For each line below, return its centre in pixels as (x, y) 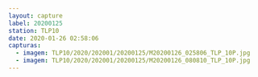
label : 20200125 (35, 23)
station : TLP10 (34, 30)
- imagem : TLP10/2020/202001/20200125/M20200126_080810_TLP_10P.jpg (133, 61)
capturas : (25, 46)
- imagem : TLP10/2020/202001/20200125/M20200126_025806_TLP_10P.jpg (133, 53)
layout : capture (35, 16)
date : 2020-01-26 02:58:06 (54, 38)
